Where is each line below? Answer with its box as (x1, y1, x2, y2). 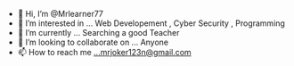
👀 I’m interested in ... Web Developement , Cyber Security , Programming (17, 18, 285, 29)
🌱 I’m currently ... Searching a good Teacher (17, 28, 180, 37)
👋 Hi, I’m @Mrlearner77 (17, 9, 104, 19)
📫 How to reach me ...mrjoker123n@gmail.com (17, 47, 192, 57)
